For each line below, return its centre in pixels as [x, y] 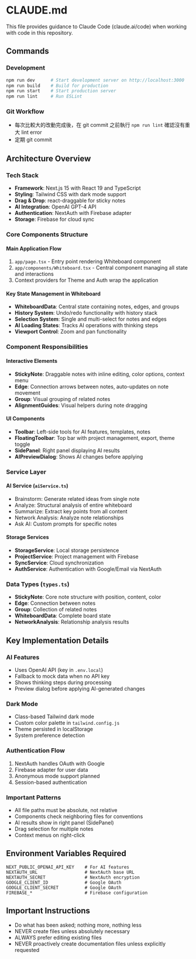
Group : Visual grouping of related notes [62, 399]
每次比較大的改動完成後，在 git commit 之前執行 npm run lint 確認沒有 [100, 125]
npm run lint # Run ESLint [44, 97]
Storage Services [27, 537]
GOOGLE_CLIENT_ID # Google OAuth [64, 882]
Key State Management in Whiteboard [54, 294]
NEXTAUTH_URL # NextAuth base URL [70, 872]
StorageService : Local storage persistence [67, 550]
